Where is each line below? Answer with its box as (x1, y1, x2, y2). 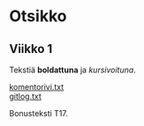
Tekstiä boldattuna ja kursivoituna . (9, 64, 137, 75)
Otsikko (9, 6, 67, 26)
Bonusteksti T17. (9, 108, 69, 118)
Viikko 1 (9, 41, 53, 56)
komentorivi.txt (9, 82, 64, 92)
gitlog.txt (9, 91, 42, 101)
